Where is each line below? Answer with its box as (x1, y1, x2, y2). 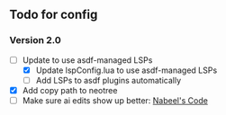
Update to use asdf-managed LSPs (22, 54, 153, 66)
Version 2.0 (9, 34, 61, 47)
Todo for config (9, 7, 98, 22)
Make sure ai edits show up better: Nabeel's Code (22, 94, 209, 106)
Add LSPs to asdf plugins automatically (35, 75, 182, 85)
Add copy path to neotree (22, 84, 118, 95)
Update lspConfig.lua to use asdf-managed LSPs (35, 65, 218, 75)
